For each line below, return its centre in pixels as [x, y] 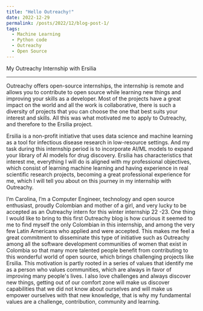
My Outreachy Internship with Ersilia [51, 68]
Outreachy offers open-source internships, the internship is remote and [95, 86]
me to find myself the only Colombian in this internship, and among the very [101, 225]
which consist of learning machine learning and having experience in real [97, 168]
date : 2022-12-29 [28, 18]
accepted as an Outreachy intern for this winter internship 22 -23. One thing [101, 211]
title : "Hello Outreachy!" [40, 12]
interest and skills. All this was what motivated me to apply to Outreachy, [97, 118]
